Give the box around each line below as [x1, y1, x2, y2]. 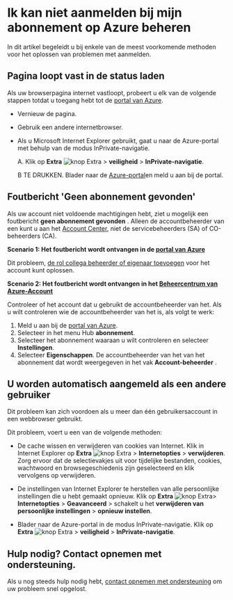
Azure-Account [7, 286, 54, 295]
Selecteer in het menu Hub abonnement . [17, 328, 136, 337]
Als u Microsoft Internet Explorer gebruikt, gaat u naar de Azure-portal [17, 136, 219, 145]
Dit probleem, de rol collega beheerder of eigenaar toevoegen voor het [7, 259, 210, 267]
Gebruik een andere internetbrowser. [17, 123, 124, 131]
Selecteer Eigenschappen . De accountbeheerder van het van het [17, 350, 205, 359]
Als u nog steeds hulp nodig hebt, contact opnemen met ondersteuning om [7, 577, 223, 585]
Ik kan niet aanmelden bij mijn [7, 5, 182, 21]
